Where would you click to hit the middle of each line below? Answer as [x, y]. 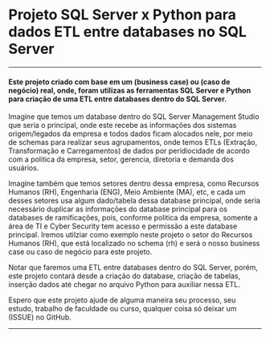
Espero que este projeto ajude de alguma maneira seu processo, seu [122, 300]
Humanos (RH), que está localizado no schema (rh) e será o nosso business [134, 244]
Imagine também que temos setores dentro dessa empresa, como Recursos [134, 183]
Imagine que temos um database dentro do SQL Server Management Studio [134, 117]
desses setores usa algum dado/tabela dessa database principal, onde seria [135, 201]
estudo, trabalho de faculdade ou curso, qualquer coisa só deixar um [123, 309]
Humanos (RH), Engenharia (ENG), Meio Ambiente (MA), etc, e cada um [127, 192]
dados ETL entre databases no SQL [128, 32]
